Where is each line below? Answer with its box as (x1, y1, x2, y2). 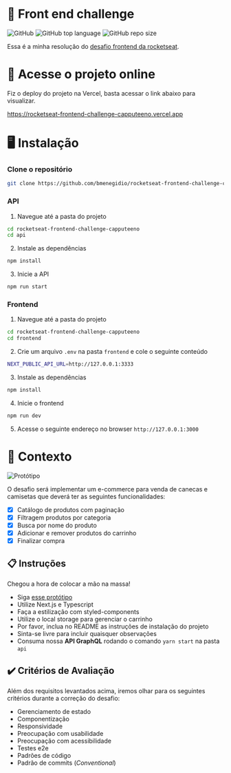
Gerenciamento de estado (16, 707, 91, 715)
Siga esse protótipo (16, 593, 73, 601)
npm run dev (7, 412, 41, 419)
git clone (7, 180, 36, 187)
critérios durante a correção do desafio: (7, 694, 120, 702)
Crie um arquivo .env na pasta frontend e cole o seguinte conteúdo (16, 348, 208, 356)
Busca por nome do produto (16, 521, 98, 529)
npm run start (7, 284, 48, 290)
